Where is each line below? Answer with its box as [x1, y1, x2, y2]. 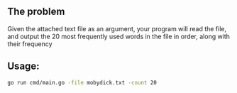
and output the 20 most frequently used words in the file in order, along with [7, 32, 231, 40]
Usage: [7, 60, 40, 72]
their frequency [7, 39, 53, 48]
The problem [7, 6, 65, 18]
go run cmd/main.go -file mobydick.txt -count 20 [7, 79, 158, 86]
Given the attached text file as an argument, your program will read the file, [7, 24, 227, 33]
